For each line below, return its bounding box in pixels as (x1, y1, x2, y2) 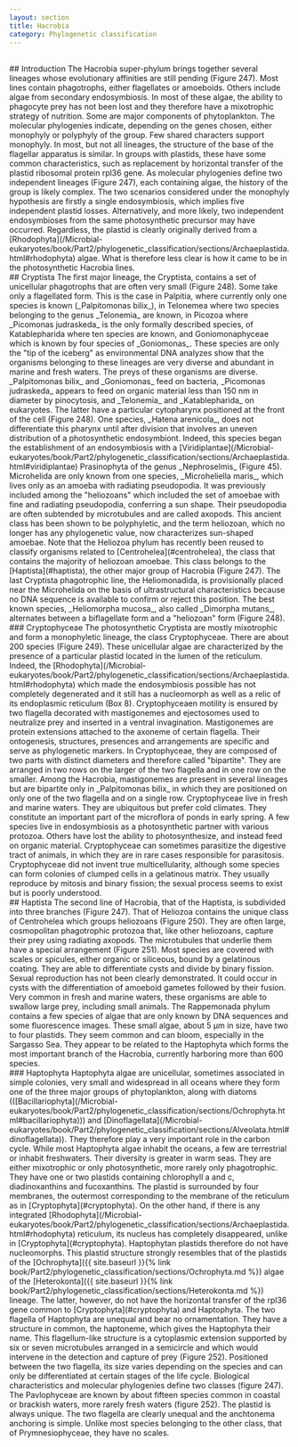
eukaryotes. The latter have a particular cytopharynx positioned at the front (9, 405, 286, 415)
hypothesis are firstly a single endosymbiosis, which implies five (9, 196, 245, 207)
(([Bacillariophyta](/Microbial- (9, 1096, 118, 1106)
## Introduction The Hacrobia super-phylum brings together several (9, 63, 258, 74)
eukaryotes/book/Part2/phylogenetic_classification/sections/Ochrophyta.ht (9, 1106, 286, 1116)
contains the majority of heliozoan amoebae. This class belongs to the (9, 556, 267, 567)
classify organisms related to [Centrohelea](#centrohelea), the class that (9, 547, 276, 557)
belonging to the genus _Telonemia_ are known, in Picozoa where (9, 309, 249, 321)
